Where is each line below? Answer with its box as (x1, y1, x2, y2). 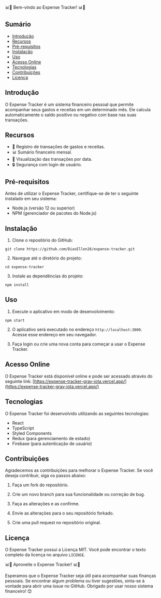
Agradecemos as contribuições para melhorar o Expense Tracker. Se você (5, 467, 153, 473)
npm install (5, 283, 29, 288)
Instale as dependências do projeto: (12, 273, 84, 279)
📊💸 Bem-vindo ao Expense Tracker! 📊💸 (5, 4, 86, 10)
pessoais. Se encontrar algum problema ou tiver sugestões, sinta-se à (5, 578, 145, 584)
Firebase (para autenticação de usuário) (12, 441, 92, 446)
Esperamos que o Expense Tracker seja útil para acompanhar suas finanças (5, 573, 156, 579)
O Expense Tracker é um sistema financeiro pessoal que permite (5, 102, 134, 107)
